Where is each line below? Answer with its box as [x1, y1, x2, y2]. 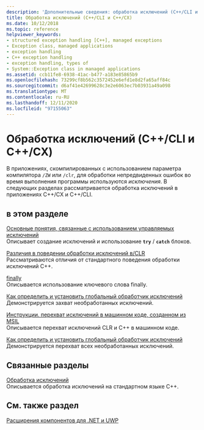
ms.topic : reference [6, 26, 59, 32]
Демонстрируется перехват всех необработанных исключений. [6, 343, 174, 350]
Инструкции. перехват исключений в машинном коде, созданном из [6, 311, 186, 318]
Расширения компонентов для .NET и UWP [6, 417, 119, 424]
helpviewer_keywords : [6, 32, 62, 38]
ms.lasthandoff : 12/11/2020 [6, 100, 78, 106]
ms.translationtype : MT [6, 89, 67, 95]
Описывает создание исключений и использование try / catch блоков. [6, 238, 192, 245]
